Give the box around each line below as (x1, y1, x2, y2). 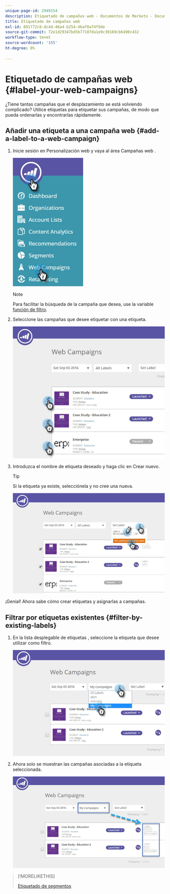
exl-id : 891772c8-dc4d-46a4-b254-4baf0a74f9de (5, 24, 105, 29)
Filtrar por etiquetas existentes (5, 613, 105, 622)
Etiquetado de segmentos (17, 883, 72, 889)
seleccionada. (12, 766, 42, 772)
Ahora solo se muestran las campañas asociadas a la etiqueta (12, 761, 142, 767)
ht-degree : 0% (5, 46, 35, 51)
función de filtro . (12, 307, 48, 313)
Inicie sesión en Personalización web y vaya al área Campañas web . (12, 148, 156, 154)
